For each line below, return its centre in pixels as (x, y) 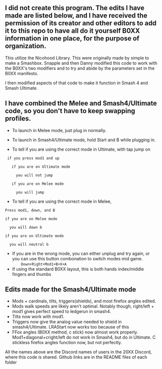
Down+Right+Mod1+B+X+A (44, 264)
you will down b (26, 227)
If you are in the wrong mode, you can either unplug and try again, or (81, 253)
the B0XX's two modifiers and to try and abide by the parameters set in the (80, 68)
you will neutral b (29, 244)
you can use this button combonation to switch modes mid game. (77, 258)
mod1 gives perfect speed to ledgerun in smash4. (61, 311)
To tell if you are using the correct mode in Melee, (62, 201)
